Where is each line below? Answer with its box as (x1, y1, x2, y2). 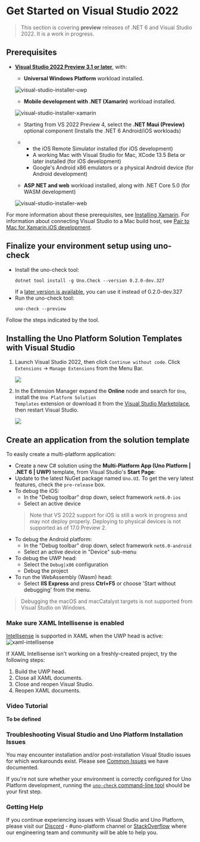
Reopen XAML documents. (14, 687, 81, 694)
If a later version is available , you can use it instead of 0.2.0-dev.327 (14, 288, 183, 295)
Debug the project (23, 567, 68, 574)
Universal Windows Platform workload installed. (23, 74, 144, 81)
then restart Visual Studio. (14, 406, 79, 414)
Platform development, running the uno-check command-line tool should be (6, 782, 190, 789)
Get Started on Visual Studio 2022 (6, 4, 179, 18)
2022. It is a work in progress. (20, 30, 95, 37)
